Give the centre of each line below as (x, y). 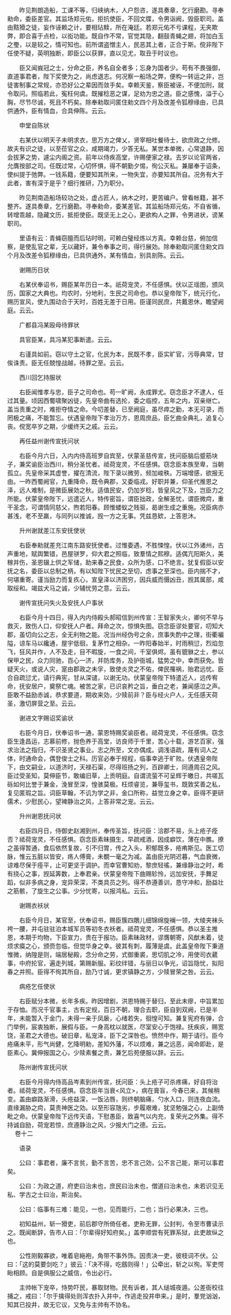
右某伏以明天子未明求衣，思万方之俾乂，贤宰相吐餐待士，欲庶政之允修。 (121, 140)
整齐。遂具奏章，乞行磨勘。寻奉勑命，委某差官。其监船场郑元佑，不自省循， (115, 206)
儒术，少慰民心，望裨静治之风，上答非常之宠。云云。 (82, 801)
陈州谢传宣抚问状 (43, 1067)
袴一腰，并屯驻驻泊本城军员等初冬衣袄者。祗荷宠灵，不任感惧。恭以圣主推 (112, 929)
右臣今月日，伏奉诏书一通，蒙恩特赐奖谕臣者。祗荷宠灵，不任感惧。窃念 (121, 733)
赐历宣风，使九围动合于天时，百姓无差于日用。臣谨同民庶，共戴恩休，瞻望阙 (115, 302)
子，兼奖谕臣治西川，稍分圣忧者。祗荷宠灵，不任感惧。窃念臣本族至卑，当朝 (115, 464)
